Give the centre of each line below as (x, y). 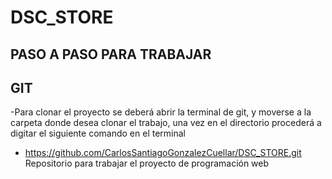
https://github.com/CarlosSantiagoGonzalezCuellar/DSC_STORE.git (163, 153)
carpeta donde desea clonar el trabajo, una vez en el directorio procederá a (166, 123)
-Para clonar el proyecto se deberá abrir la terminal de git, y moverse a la (161, 112)
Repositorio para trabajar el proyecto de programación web (147, 163)
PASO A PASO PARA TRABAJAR (111, 54)
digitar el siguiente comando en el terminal (98, 133)
